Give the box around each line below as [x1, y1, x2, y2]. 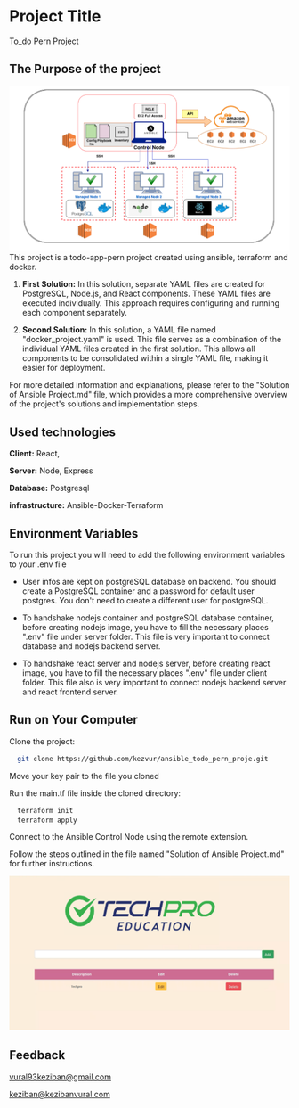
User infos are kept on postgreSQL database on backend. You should [21, 576, 277, 587]
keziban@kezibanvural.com [9, 1088, 111, 1099]
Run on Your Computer [9, 712, 138, 727]
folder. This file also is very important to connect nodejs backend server [21, 677, 287, 687]
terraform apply [17, 816, 77, 825]
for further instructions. [9, 858, 95, 869]
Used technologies [9, 424, 117, 439]
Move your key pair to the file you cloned [9, 770, 159, 781]
